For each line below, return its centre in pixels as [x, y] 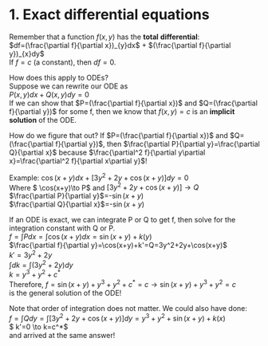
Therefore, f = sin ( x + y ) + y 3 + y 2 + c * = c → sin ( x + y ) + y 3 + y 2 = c [122, 283]
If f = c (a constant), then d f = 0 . [63, 62]
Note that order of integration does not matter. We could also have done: [128, 308]
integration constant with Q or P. [62, 228]
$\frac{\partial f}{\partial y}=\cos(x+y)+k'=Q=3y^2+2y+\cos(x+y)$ [118, 246]
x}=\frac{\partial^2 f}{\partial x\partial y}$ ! [78, 160]
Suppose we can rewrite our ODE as [69, 86]
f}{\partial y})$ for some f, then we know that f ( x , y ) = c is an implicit [122, 111]
